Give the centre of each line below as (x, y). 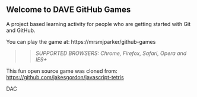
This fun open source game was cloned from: (62, 71)
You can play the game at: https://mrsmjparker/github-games (81, 41)
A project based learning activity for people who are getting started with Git (99, 24)
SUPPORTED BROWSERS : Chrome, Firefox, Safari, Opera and (111, 53)
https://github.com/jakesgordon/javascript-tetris (65, 77)
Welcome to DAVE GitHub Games (69, 10)
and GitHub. (21, 30)
